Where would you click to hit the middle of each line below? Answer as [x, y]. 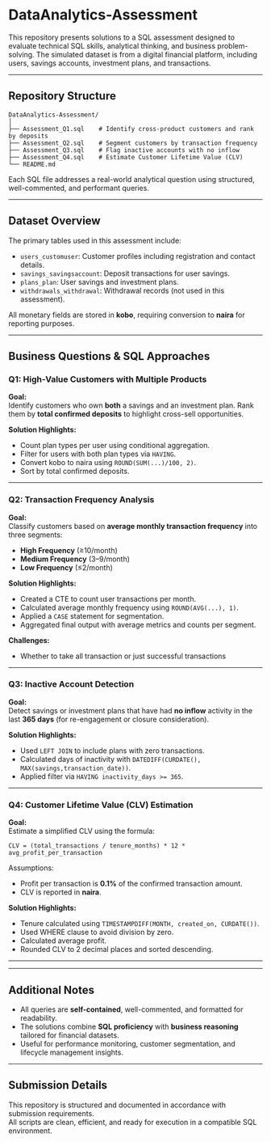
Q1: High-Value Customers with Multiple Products [108, 379]
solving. [21, 54]
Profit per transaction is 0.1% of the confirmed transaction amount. [131, 884]
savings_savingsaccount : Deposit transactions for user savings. [125, 273]
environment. [30, 1131]
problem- [233, 45]
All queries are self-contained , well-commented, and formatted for [131, 1009]
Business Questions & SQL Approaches [109, 356]
